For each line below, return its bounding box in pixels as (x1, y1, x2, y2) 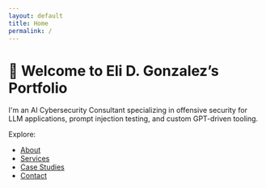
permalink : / (8, 27, 53, 35)
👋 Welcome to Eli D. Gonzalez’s (8, 61, 220, 80)
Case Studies (19, 162, 65, 172)
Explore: (8, 130, 36, 140)
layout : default (8, 11, 63, 20)
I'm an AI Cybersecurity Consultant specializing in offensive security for (8, 106, 248, 115)
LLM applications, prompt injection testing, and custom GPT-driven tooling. (8, 114, 259, 123)
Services (19, 154, 50, 164)
